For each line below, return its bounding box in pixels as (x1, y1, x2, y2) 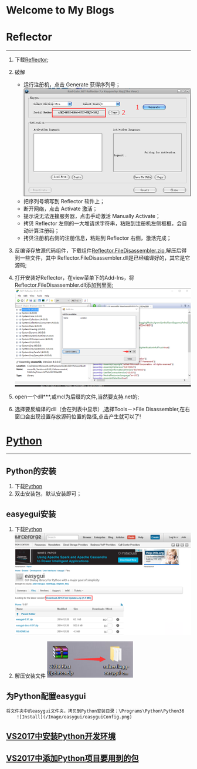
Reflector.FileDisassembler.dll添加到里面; (14, 281, 114, 288)
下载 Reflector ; (14, 56, 49, 63)
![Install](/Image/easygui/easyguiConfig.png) (16, 714, 133, 720)
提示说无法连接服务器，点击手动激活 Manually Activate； (23, 212, 161, 219)
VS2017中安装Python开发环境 (6, 731, 116, 741)
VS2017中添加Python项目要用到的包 (6, 753, 139, 763)
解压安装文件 (14, 672, 46, 679)
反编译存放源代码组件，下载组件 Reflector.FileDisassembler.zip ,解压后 (14, 247, 182, 254)
